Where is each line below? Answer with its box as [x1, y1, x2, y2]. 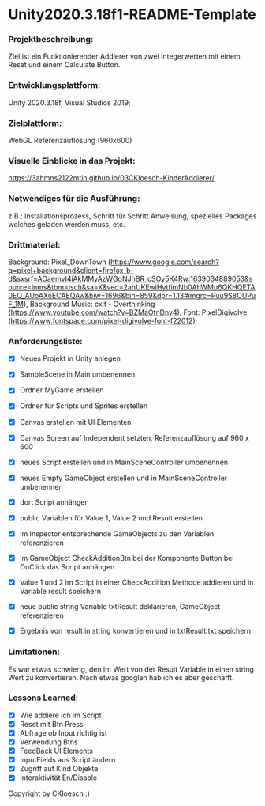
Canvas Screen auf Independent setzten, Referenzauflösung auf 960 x [19, 433, 250, 442]
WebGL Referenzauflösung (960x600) [8, 136, 132, 146]
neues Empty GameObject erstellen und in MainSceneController [19, 473, 228, 482]
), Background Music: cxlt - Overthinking [23, 299, 155, 308]
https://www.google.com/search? [110, 257, 219, 267]
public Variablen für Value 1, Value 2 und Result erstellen [19, 513, 203, 523]
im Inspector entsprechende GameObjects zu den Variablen [19, 528, 215, 539]
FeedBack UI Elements [19, 746, 93, 756]
